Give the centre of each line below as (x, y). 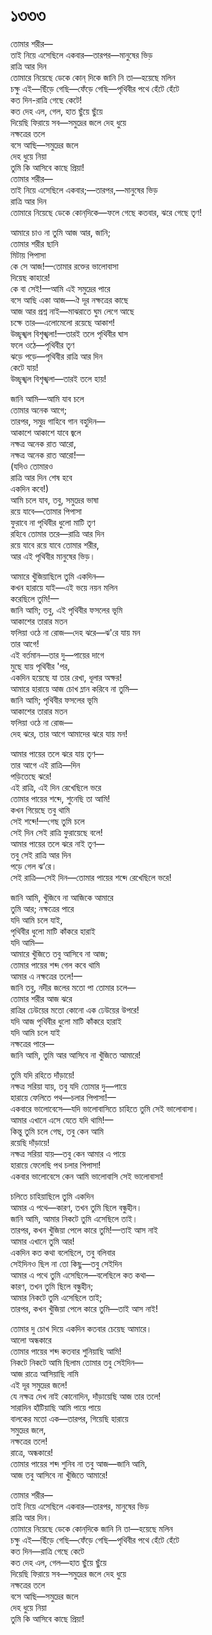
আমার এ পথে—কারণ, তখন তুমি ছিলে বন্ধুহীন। (76, 1207)
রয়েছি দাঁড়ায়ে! (30, 1142)
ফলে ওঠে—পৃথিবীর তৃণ (42, 345)
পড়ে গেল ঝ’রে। (34, 866)
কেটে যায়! (24, 367)
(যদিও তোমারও (31, 466)
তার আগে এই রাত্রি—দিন (45, 765)
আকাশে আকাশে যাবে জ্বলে (46, 432)
